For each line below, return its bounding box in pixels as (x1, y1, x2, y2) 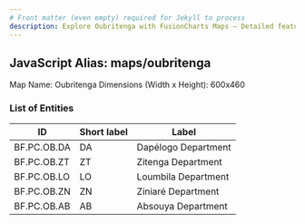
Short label (79, 125, 129, 138)
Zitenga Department (136, 155, 222, 168)
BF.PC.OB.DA (14, 141, 71, 153)
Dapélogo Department (136, 141, 231, 153)
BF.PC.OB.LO (14, 170, 71, 182)
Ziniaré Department (136, 185, 220, 198)
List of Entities (9, 102, 74, 114)
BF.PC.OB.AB (14, 200, 71, 212)
